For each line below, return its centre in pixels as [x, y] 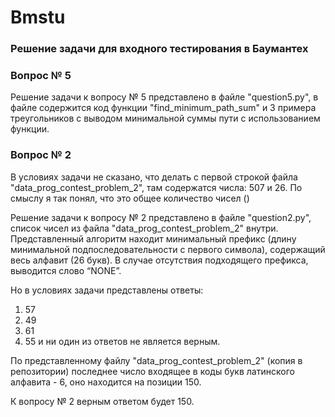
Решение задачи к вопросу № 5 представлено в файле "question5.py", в [164, 97]
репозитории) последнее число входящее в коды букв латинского [152, 371]
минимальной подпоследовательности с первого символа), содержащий [168, 249]
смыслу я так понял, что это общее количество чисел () [130, 198]
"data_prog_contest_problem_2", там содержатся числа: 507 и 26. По [156, 187]
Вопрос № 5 [41, 76]
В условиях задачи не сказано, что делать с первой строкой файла [154, 177]
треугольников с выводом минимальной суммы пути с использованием [165, 118]
